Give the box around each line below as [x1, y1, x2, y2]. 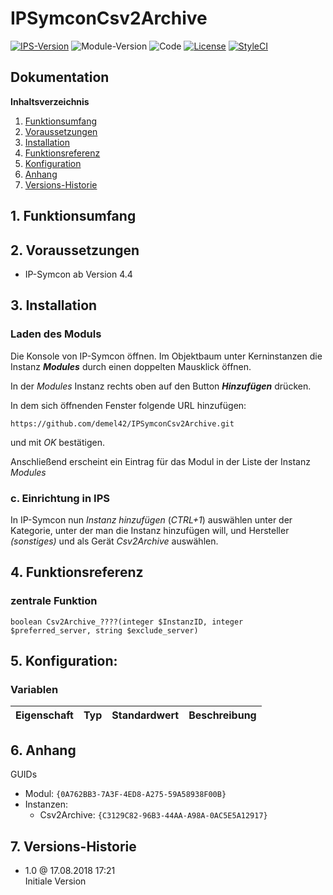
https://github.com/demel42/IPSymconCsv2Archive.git [10, 418, 235, 429]
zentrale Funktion [10, 594, 98, 608]
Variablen [10, 682, 59, 696]
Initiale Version [24, 875, 87, 887]
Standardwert [111, 708, 180, 722]
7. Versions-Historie [10, 838, 137, 855]
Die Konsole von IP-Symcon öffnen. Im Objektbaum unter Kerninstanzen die [10, 350, 323, 362]
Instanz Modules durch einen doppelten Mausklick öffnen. [10, 360, 252, 372]
